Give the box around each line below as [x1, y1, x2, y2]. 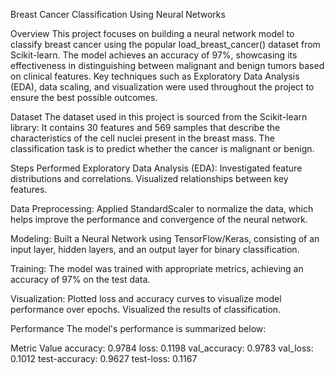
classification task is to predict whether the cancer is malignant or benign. [10, 143, 315, 154]
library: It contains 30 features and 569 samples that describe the [10, 122, 281, 133]
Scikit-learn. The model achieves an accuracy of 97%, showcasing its [10, 49, 298, 61]
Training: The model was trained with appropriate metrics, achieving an [10, 263, 304, 274]
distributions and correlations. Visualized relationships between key [10, 173, 289, 184]
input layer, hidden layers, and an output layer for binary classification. [10, 244, 300, 255]
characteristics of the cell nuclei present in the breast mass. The [10, 132, 275, 144]
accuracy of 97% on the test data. [10, 274, 151, 285]
